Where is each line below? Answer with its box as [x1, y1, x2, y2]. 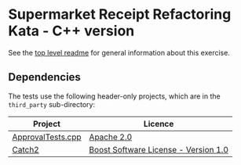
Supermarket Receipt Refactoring [8, 5, 232, 23]
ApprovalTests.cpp [12, 131, 82, 142]
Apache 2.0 [89, 131, 133, 142]
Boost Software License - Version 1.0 [89, 144, 229, 155]
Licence [144, 118, 174, 129]
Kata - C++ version [8, 22, 135, 40]
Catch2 [12, 144, 39, 155]
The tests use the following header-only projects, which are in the [8, 91, 221, 101]
